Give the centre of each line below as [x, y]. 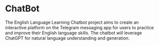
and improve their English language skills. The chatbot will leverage [74, 33]
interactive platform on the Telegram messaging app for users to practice [79, 27]
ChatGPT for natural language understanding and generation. [67, 38]
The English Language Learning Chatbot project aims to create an [72, 22]
